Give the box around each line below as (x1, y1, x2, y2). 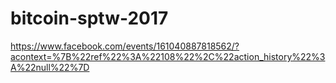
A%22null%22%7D (10, 61, 90, 73)
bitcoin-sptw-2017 (10, 7, 169, 30)
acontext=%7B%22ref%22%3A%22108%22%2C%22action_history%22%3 (10, 50, 326, 62)
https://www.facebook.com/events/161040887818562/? (10, 40, 240, 52)
